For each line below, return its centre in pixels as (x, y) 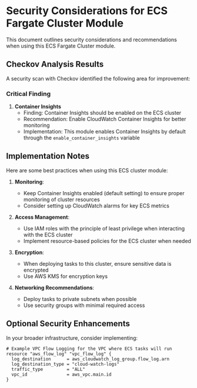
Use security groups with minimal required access (84, 305)
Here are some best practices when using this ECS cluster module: (87, 170)
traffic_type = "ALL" (48, 369)
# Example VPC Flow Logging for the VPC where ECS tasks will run (89, 349)
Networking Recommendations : (54, 287)
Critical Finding (29, 93)
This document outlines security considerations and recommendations (92, 39)
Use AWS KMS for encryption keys (65, 276)
